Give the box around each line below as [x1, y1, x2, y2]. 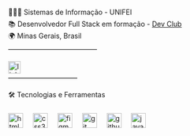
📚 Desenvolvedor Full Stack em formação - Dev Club [8, 19, 182, 28]
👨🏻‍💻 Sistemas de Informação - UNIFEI [8, 7, 132, 17]
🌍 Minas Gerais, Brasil [8, 31, 82, 40]
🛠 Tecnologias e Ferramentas [8, 89, 106, 99]
